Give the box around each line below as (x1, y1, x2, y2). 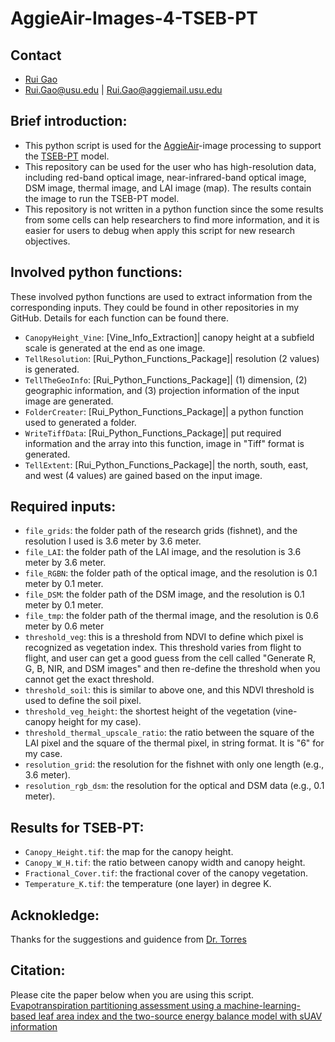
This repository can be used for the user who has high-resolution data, (24, 160, 317, 172)
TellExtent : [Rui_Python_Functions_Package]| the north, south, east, (24, 458, 309, 471)
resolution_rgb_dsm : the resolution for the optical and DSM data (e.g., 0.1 (24, 780, 325, 792)
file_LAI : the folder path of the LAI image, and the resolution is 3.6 (24, 546, 302, 558)
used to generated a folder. (24, 416, 137, 428)
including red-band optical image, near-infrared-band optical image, (24, 171, 307, 183)
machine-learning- (223, 999, 302, 1011)
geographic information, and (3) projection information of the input (24, 384, 300, 396)
